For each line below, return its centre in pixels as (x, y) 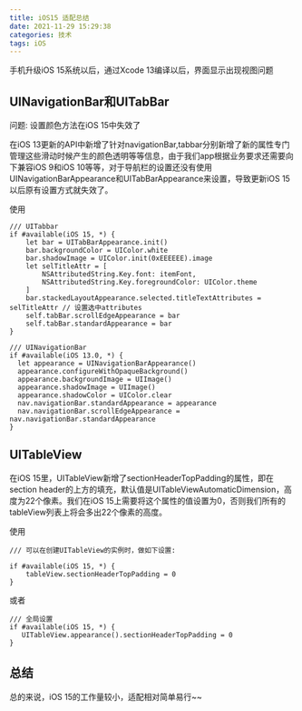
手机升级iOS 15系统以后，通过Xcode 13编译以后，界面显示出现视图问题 (141, 70)
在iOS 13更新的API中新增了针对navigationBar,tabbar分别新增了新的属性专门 (150, 145)
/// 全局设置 (31, 619)
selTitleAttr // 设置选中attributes (76, 308)
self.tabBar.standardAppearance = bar (99, 324)
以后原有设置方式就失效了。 (61, 190)
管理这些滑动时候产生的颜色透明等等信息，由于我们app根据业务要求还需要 (148, 156)
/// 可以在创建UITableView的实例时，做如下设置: (93, 550)
